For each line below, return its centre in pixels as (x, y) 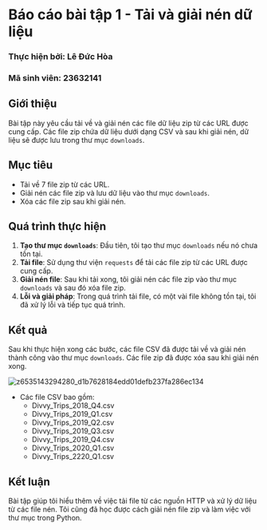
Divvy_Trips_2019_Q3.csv (73, 431)
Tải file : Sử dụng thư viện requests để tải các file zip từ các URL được (134, 263)
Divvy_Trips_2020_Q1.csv (73, 448)
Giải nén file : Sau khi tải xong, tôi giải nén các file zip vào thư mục (128, 279)
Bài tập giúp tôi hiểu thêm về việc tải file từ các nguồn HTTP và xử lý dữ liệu (133, 501)
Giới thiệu (33, 104)
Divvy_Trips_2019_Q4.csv (73, 440)
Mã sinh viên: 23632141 (55, 78)
